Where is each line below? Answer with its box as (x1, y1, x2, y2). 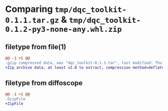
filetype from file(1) (5, 42, 66, 51)
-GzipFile (5, 97, 26, 102)
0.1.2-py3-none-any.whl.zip (5, 25, 122, 34)
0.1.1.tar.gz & (5, 14, 67, 25)
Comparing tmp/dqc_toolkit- (5, 3, 126, 15)
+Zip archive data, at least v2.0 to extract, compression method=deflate (5, 65, 164, 70)
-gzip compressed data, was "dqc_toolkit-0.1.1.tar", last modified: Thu (5, 60, 162, 65)
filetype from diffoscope (5, 79, 83, 88)
